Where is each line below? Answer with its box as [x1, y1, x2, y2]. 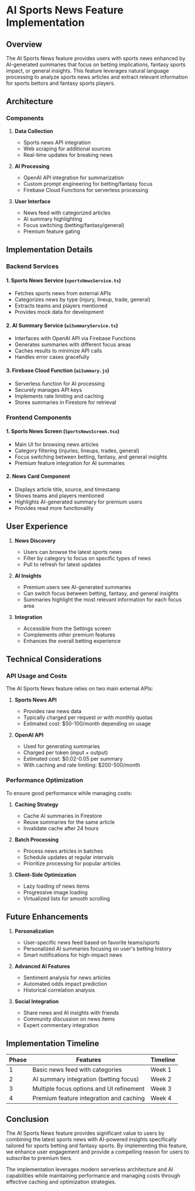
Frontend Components [6, 413, 72, 422]
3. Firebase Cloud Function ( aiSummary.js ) [6, 367, 110, 374]
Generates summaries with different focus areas [14, 341, 131, 348]
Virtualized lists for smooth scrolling [23, 895, 110, 902]
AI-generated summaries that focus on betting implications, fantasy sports [6, 61, 186, 68]
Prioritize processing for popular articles [23, 860, 121, 867]
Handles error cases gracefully [14, 354, 90, 361]
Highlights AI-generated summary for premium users [14, 498, 142, 505]
